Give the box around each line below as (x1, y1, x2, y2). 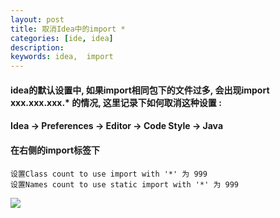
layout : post (10, 14, 65, 25)
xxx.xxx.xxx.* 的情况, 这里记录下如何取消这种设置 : (10, 96, 222, 108)
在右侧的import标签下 (10, 144, 101, 156)
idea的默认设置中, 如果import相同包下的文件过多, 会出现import (10, 84, 270, 96)
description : (10, 42, 65, 53)
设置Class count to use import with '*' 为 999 (10, 169, 208, 179)
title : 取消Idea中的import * (10, 24, 126, 34)
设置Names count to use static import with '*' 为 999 (10, 179, 239, 190)
